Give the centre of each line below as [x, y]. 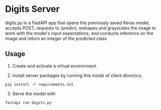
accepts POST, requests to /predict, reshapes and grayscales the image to [81, 28]
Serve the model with [34, 93]
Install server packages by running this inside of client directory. [77, 75]
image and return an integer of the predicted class [56, 38]
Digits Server [32, 9]
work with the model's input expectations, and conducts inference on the [79, 33]
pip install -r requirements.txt [39, 84]
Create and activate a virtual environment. [55, 66]
